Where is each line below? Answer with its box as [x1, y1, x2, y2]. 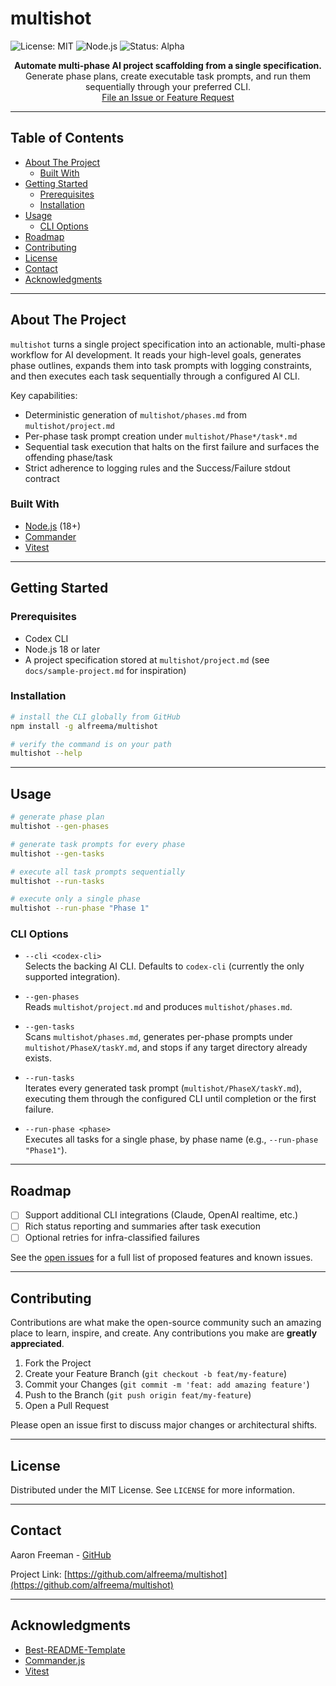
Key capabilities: [10, 389, 78, 401]
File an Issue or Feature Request [101, 91, 235, 103]
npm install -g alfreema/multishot [10, 721, 159, 731]
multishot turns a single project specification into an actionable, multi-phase [10, 338, 326, 350]
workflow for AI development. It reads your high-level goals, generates [10, 348, 302, 361]
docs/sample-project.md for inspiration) [24, 664, 187, 676]
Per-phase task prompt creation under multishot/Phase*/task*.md [24, 430, 298, 442]
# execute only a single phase [10, 894, 141, 904]
